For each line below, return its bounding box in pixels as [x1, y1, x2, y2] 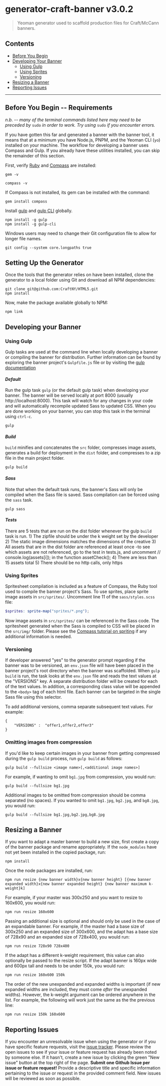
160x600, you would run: [5, 900, 56, 906]
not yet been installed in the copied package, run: [5, 849, 106, 855]
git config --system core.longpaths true [5, 245, 92, 250]
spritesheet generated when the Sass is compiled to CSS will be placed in [5, 623, 155, 629]
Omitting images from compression [5, 739, 92, 746]
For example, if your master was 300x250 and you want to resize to [5, 895, 143, 901]
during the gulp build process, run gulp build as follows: [5, 755, 123, 761]
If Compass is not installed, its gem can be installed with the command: [5, 189, 150, 195]
